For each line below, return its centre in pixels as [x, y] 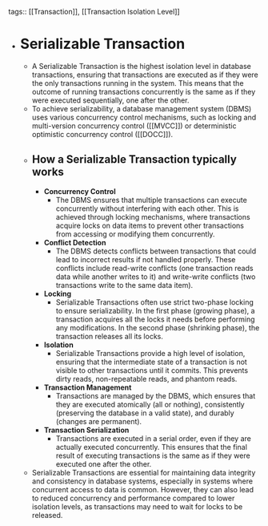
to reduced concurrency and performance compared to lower [133, 498]
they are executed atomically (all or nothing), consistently [150, 404]
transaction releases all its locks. [110, 336]
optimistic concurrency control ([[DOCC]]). [102, 134]
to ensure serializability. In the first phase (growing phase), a [155, 310]
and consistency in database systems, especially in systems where [142, 481]
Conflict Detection [75, 242]
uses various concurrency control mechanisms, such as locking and [144, 117]
